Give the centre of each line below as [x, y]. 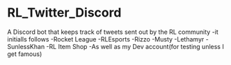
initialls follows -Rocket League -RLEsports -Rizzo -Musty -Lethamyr [106, 39]
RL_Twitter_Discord [64, 13]
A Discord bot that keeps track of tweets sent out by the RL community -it [113, 32]
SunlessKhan [26, 46]
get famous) [25, 54]
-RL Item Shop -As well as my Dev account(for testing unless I [135, 46]
